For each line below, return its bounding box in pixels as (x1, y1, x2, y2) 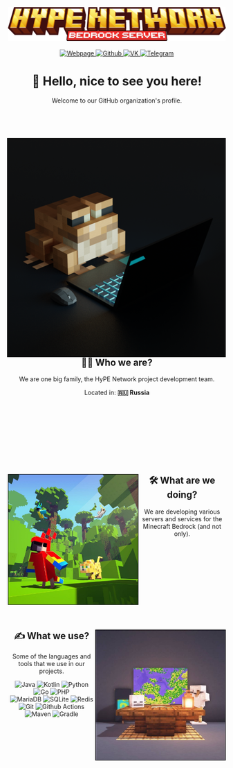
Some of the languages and (12, 652, 91, 661)
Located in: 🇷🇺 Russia (84, 388, 150, 396)
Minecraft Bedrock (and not (142, 522, 222, 530)
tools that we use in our (18, 659, 85, 667)
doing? (167, 489, 198, 501)
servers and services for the (142, 514, 223, 523)
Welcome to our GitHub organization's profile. (51, 96, 183, 105)
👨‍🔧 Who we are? (81, 356, 153, 368)
